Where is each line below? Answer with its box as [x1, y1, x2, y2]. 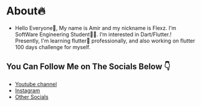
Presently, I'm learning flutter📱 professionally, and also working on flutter [14, 37, 196, 44]
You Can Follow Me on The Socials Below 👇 [6, 62, 171, 72]
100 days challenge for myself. [14, 43, 91, 50]
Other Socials [14, 93, 49, 100]
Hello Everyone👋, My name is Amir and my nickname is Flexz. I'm [14, 24, 177, 31]
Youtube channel [14, 80, 57, 87]
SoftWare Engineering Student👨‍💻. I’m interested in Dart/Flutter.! [14, 31, 172, 38]
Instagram [14, 87, 40, 94]
